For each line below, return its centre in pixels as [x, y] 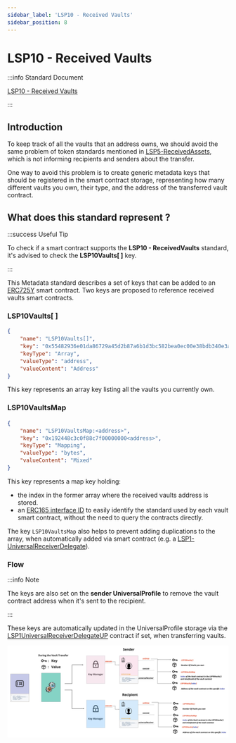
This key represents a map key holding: [64, 481]
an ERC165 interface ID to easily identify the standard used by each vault [123, 510]
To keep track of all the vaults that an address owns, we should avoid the [113, 144]
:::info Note [24, 580]
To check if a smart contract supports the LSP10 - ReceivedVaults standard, [118, 248]
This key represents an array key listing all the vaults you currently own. [111, 389]
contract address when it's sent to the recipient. [77, 601]
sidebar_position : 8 [38, 22]
